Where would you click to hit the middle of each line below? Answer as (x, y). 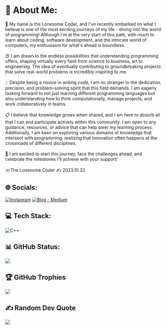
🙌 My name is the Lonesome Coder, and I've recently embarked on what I (81, 24)
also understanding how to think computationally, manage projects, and (79, 98)
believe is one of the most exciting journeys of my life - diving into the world (83, 29)
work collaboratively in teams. (36, 104)
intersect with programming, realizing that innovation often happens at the (81, 138)
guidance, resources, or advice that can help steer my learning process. (79, 127)
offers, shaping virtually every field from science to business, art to (74, 61)
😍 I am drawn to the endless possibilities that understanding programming (82, 56)
